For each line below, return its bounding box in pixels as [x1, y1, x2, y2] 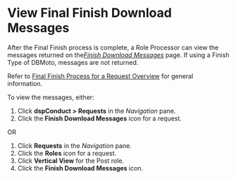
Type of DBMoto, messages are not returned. [7, 58, 139, 66]
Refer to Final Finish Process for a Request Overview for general [7, 72, 194, 80]
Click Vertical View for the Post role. [17, 156, 125, 165]
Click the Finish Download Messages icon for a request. [17, 114, 182, 123]
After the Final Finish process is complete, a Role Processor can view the [7, 43, 219, 51]
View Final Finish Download [7, 5, 173, 21]
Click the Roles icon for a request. [17, 149, 117, 157]
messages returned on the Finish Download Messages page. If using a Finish [7, 51, 230, 59]
